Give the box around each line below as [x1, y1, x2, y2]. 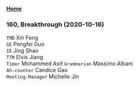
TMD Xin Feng [6, 34, 38, 41]
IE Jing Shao [6, 46, 38, 54]
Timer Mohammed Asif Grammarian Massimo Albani [6, 60, 133, 67]
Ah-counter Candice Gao [6, 66, 68, 73]
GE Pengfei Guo [6, 40, 45, 48]
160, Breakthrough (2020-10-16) [6, 20, 105, 29]
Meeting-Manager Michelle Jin [6, 73, 79, 80]
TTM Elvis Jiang [6, 53, 43, 60]
